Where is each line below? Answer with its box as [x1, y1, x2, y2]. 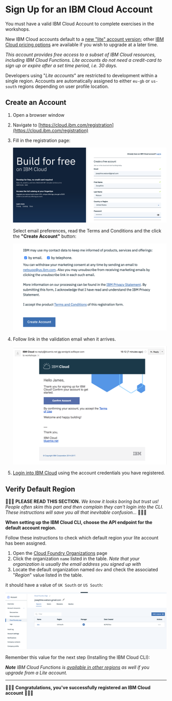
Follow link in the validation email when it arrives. [12, 336, 116, 343]
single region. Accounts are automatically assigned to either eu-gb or [5, 78, 150, 84]
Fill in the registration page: [12, 137, 71, 143]
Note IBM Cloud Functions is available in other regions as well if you [5, 664, 149, 670]
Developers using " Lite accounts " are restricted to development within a [5, 72, 158, 78]
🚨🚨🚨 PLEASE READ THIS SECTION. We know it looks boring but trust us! [5, 498, 159, 505]
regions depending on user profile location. [17, 83, 109, 89]
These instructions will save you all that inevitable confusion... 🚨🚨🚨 [5, 509, 147, 515]
